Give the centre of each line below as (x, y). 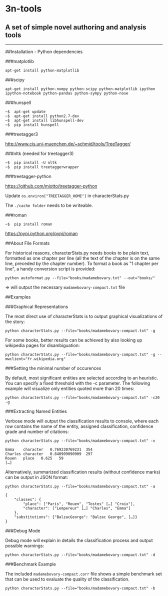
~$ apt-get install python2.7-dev (42, 116)
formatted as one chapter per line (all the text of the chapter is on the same (82, 258)
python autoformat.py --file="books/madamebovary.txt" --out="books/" (80, 278)
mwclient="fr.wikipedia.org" (35, 359)
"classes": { (28, 499)
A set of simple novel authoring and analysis (76, 27)
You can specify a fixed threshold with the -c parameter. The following (78, 383)
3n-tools (23, 9)
